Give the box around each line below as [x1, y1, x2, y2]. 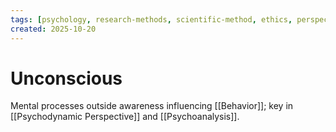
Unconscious [10, 67, 123, 90]
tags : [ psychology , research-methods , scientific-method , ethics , [10, 14, 293, 25]
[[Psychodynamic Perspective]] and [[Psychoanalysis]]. [10, 111, 240, 123]
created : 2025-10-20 [10, 24, 97, 34]
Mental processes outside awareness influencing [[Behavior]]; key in [10, 100, 294, 112]
